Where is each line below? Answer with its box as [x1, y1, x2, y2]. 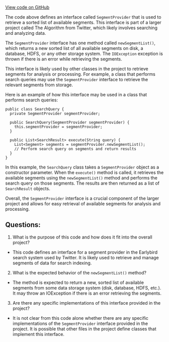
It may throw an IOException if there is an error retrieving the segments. [12, 290, 161, 296]
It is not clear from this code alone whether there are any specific [12, 315, 149, 321]
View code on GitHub [5, 5, 49, 10]
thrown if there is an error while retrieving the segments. [5, 56, 123, 62]
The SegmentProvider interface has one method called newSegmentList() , [5, 40, 155, 46]
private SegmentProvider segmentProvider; [10, 111, 100, 116]
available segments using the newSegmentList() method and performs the [5, 175, 158, 181]
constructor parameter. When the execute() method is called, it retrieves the [5, 169, 164, 176]
